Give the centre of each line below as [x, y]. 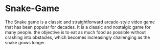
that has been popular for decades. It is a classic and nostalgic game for [78, 27]
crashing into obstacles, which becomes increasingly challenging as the [78, 37]
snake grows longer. [25, 42]
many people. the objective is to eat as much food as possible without [75, 32]
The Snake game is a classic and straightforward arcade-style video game [80, 22]
